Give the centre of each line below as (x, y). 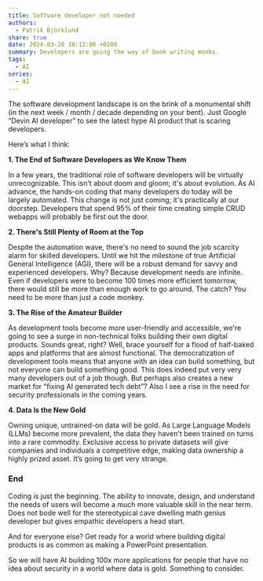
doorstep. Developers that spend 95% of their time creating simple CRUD (127, 208)
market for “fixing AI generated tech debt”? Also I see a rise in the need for (129, 386)
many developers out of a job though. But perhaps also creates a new (121, 378)
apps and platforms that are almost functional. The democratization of (121, 353)
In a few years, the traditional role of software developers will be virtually (126, 175)
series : (21, 74)
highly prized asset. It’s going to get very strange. (88, 458)
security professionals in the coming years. (78, 394)
